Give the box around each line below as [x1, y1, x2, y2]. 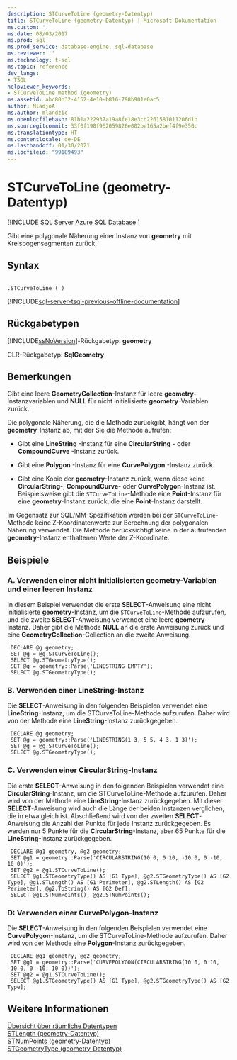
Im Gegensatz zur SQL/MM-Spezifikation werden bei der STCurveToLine [7, 511, 216, 520]
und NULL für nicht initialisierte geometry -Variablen [57, 397, 209, 406]
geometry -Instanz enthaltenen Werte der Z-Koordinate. [7, 533, 170, 542]
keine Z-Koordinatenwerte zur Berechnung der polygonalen [35, 518, 209, 527]
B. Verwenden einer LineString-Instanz [7, 685, 144, 695]
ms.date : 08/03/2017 [7, 30, 69, 38]
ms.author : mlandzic [7, 109, 69, 116]
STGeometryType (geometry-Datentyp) [7, 1044, 122, 1053]
